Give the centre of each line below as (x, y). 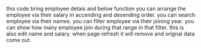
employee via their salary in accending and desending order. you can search (101, 15)
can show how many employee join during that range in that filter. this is (95, 27)
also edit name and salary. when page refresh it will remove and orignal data (100, 34)
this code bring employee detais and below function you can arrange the (96, 9)
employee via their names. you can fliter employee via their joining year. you (100, 21)
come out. (19, 40)
